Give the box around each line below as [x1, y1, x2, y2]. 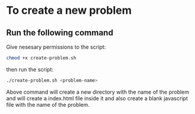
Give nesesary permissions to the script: [6, 43, 106, 50]
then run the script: [6, 65, 54, 73]
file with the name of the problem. [6, 101, 90, 108]
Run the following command [6, 28, 113, 38]
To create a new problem [6, 4, 132, 17]
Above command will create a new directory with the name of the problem [6, 88, 190, 95]
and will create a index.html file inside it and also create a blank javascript [6, 94, 188, 102]
